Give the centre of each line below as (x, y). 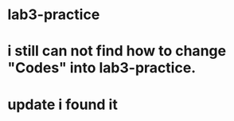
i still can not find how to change (117, 51)
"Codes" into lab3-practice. (102, 68)
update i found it (63, 104)
